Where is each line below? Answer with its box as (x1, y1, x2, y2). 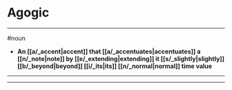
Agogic (7, 5, 50, 21)
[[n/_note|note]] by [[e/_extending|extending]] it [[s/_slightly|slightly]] (17, 54, 225, 63)
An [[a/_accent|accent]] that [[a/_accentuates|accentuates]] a (17, 47, 201, 56)
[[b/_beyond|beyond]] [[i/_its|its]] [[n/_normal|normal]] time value (17, 62, 213, 70)
